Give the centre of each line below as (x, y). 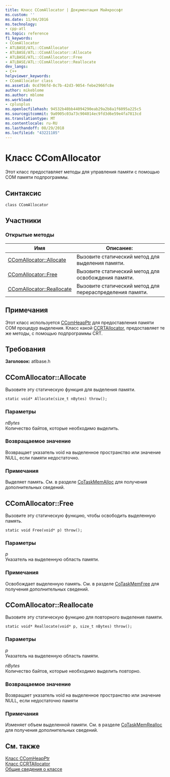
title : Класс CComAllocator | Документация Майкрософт (64, 10)
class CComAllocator (27, 205)
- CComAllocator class (29, 81)
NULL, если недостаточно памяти (42, 700)
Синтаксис (23, 193)
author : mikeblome (25, 90)
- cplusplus (18, 105)
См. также (23, 746)
